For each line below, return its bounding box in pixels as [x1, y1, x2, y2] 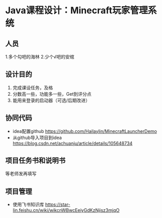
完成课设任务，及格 [12, 85, 53, 91]
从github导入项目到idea [12, 134, 62, 141]
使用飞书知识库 [12, 202, 44, 208]
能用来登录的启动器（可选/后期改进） [12, 97, 90, 103]
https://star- [45, 202, 71, 208]
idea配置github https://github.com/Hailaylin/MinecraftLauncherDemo [12, 128, 157, 134]
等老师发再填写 [5, 171, 37, 177]
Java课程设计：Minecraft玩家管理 [5, 5, 148, 16]
